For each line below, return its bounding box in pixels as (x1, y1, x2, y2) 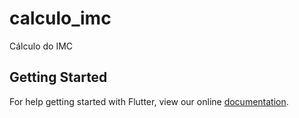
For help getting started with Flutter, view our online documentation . (9, 95, 289, 107)
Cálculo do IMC (9, 40, 74, 52)
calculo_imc (9, 7, 112, 30)
